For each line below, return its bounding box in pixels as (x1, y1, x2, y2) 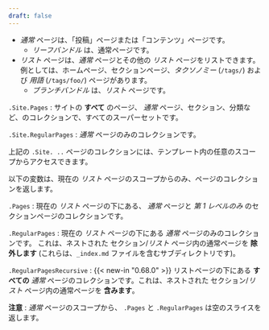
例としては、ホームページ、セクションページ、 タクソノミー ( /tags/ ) (19, 65, 246, 75)
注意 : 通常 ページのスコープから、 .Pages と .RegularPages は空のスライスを (8, 303, 262, 312)
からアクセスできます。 (14, 156, 93, 166)
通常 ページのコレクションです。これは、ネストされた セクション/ (31, 275, 249, 285)
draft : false (8, 11, 52, 20)
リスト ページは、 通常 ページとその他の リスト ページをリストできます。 (19, 55, 260, 64)
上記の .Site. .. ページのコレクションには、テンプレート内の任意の (8, 146, 235, 156)
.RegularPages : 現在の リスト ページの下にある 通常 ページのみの (8, 228, 225, 237)
